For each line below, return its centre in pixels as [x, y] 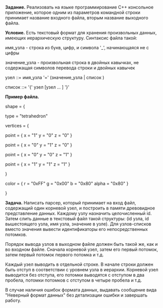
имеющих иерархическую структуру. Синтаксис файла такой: [71, 38]
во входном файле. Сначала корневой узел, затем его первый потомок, [81, 249]
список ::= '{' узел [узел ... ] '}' [37, 87]
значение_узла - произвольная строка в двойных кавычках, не [72, 62]
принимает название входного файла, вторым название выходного [77, 18]
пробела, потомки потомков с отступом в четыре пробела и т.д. [74, 280]
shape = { [15, 106]
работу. [13, 300]
